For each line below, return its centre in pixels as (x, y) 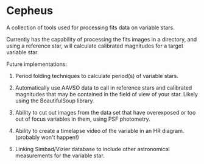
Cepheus (30, 11)
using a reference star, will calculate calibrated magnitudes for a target (95, 46)
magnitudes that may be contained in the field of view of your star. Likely (106, 94)
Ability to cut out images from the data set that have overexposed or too (105, 112)
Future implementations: (37, 64)
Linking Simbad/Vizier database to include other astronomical (92, 149)
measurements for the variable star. (60, 155)
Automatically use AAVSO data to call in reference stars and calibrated (104, 87)
